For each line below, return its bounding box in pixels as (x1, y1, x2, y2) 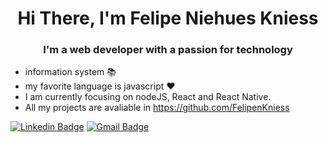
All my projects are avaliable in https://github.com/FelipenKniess (24, 102, 290, 114)
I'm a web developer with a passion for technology (43, 43, 293, 57)
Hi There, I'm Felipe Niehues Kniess (17, 7, 319, 30)
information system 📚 (24, 66, 117, 78)
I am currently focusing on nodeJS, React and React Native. (24, 91, 272, 103)
